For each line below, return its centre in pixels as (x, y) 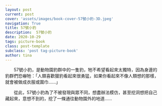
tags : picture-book (25, 42)
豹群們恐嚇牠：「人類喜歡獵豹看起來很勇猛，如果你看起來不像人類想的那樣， (82, 76)
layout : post (19, 10)
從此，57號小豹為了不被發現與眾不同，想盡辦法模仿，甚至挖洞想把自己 (85, 93)
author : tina (19, 55)
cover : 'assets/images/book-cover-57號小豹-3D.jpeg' (59, 19)
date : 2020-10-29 (23, 37)
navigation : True (23, 23)
